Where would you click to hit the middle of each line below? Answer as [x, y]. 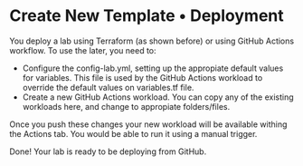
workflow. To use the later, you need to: [83, 50]
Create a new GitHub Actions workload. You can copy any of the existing [158, 97]
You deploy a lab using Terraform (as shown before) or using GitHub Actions [152, 41]
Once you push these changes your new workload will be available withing [148, 124]
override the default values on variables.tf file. [108, 87]
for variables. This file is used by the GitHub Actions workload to [142, 77]
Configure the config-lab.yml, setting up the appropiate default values [153, 68]
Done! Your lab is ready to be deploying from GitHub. [108, 151]
